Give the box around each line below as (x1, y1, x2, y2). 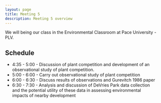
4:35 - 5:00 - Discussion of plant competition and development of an (12, 62, 150, 68)
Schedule (5, 49, 35, 57)
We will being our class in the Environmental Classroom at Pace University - (5, 30, 157, 35)
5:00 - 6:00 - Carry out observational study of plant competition (12, 72, 141, 78)
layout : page (5, 7, 32, 12)
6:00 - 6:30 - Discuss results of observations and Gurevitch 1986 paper (12, 77, 155, 83)
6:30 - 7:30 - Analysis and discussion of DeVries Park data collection (12, 82, 150, 88)
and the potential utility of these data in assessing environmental (12, 87, 142, 93)
